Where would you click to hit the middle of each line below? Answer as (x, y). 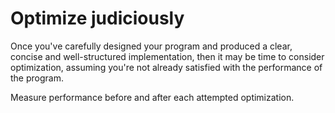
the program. (37, 78)
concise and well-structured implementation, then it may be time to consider (167, 56)
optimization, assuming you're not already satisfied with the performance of (166, 67)
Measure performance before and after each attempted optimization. (152, 97)
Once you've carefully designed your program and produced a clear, (151, 46)
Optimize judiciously (97, 18)
